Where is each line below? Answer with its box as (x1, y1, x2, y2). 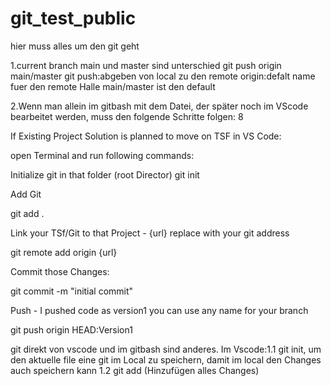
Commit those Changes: (10, 265, 110, 277)
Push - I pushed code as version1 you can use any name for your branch (10, 304, 309, 316)
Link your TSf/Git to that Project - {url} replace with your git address (10, 227, 290, 239)
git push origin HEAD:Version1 (10, 323, 133, 336)
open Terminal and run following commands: (10, 149, 195, 161)
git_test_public (10, 7, 137, 30)
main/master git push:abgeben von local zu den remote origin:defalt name (10, 70, 316, 82)
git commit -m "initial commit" (10, 285, 134, 297)
